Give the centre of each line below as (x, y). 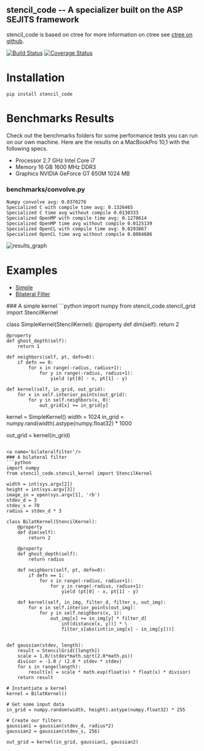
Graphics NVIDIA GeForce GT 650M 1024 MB (73, 173)
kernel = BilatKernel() (37, 693)
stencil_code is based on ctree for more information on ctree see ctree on (100, 34)
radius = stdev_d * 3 (34, 511)
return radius (46, 559)
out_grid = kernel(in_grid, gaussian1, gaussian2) (73, 742)
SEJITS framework (43, 20)
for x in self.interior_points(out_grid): (73, 395)
